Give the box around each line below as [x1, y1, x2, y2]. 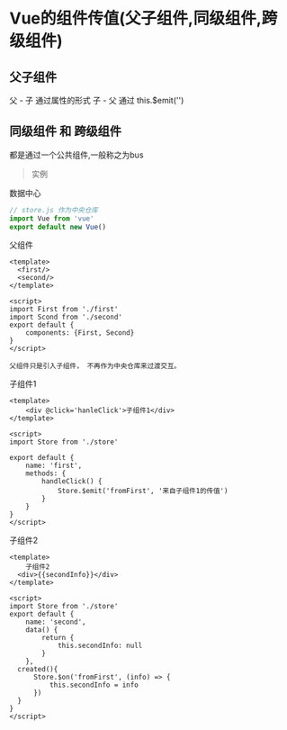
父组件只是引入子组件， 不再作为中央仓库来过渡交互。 [9, 362, 182, 371]
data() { [25, 626, 58, 635]
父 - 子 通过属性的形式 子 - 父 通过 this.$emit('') [9, 95, 184, 105]
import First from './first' [9, 305, 119, 314]
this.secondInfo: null [57, 641, 143, 651]
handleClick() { [41, 477, 103, 486]
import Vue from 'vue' [9, 213, 94, 223]
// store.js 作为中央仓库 [9, 205, 99, 214]
